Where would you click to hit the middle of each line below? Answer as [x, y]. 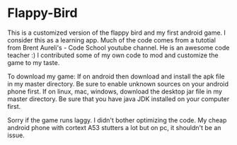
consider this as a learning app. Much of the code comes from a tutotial [111, 40]
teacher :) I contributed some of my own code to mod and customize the [113, 55]
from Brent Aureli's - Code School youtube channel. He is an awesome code [118, 47]
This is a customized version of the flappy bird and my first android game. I [117, 33]
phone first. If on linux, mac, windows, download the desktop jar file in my [115, 91]
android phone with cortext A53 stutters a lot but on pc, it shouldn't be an [114, 127]
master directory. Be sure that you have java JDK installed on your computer [118, 99]
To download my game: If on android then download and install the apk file [116, 76]
